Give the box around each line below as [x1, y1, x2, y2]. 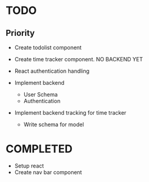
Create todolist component [14, 44, 82, 51]
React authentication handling [14, 67, 89, 75]
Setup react [14, 162, 44, 169]
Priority [5, 28, 35, 38]
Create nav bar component [14, 168, 83, 176]
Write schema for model [23, 121, 85, 128]
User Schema [23, 91, 58, 98]
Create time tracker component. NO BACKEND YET [14, 56, 144, 62]
